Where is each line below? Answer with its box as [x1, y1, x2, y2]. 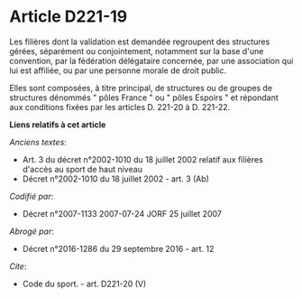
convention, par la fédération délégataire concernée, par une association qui [9, 55, 294, 66]
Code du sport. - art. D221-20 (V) [22, 278, 147, 289]
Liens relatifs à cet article [9, 119, 106, 130]
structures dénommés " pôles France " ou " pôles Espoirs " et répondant [9, 92, 279, 103]
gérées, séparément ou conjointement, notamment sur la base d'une [9, 45, 264, 56]
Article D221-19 [9, 6, 128, 27]
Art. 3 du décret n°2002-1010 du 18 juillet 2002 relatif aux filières [22, 154, 263, 164]
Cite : [9, 260, 27, 272]
